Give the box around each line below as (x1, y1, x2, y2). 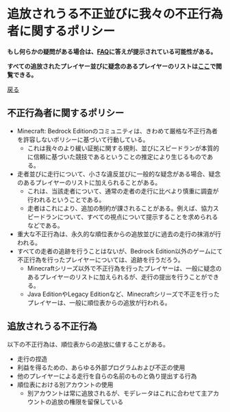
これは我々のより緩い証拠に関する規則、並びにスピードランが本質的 (27, 144, 220, 152)
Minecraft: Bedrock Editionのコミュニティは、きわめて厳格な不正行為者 (16, 126, 218, 135)
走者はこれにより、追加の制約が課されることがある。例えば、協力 (27, 204, 214, 212)
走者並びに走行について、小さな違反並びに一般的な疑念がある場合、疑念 (16, 170, 221, 178)
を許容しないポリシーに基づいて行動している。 (16, 135, 149, 144)
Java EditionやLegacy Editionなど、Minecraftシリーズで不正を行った (27, 290, 220, 298)
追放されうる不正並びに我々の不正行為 (7, 6, 224, 22)
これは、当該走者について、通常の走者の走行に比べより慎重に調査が (27, 187, 219, 195)
